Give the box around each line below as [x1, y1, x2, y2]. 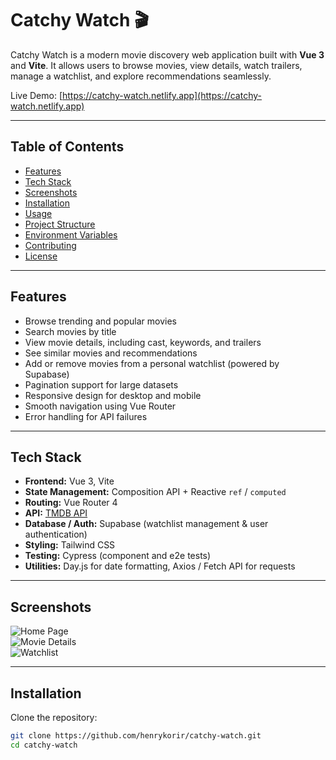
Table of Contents [10, 138, 125, 156]
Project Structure [24, 218, 96, 230]
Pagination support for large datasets [24, 378, 179, 391]
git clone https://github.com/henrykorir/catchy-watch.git [10, 731, 262, 741]
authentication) [24, 528, 88, 541]
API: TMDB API [24, 507, 88, 519]
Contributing [24, 239, 77, 251]
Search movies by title [24, 325, 117, 337]
